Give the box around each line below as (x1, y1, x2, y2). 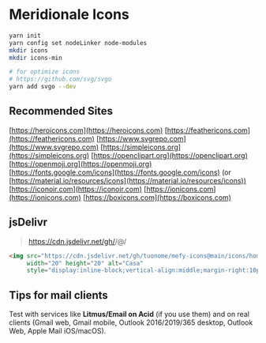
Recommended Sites (9, 104, 114, 118)
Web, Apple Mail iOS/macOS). (9, 326, 107, 336)
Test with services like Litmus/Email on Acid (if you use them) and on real (9, 310, 249, 319)
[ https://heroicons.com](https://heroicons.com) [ (9, 125, 168, 135)
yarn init (9, 32, 42, 40)
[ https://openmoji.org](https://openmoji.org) (9, 159, 152, 168)
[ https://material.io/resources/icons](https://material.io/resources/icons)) (9, 175, 247, 185)
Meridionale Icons (9, 6, 129, 24)
